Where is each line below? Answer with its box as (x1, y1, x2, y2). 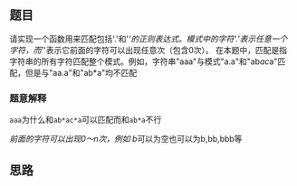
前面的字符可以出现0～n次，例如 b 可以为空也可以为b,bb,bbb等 (9, 134, 243, 144)
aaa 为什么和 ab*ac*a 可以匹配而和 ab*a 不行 (9, 115, 162, 126)
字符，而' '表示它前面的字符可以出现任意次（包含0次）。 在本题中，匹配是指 (9, 44, 288, 55)
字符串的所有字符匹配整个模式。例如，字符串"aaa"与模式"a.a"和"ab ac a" (9, 56, 278, 67)
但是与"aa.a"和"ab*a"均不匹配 (24, 67, 138, 78)
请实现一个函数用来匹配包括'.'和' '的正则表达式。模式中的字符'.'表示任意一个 (9, 33, 288, 44)
